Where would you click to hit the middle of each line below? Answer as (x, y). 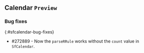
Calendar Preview (31, 8)
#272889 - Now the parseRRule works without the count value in (75, 41)
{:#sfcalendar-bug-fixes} (29, 32)
